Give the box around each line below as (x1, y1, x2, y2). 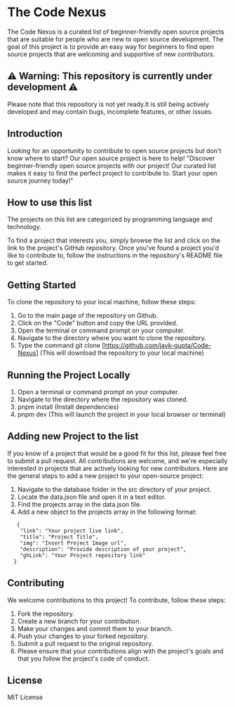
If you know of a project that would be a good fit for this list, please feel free (7, 449, 227, 458)
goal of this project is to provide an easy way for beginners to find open (7, 42, 214, 51)
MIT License (7, 693, 43, 701)
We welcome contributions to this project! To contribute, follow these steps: (7, 595, 226, 604)
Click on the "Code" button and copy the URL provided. (17, 319, 178, 327)
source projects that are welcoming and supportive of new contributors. (7, 50, 215, 58)
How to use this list (7, 196, 93, 208)
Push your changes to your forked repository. (17, 632, 149, 640)
